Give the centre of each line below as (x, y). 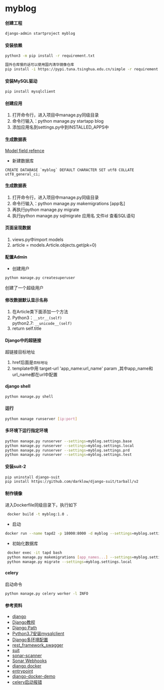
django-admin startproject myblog (40, 34)
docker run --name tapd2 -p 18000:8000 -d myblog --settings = (70, 534)
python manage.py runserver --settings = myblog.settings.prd (68, 450)
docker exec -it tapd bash (35, 553)
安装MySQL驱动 (21, 81)
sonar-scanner (27, 656)
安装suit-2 (16, 466)
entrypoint (22, 671)
